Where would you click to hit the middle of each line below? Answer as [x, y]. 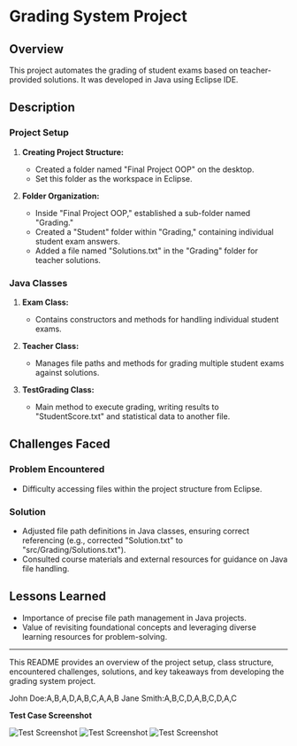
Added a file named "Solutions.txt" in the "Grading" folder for [147, 251]
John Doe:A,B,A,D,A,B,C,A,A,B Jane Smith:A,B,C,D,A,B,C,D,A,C [123, 698]
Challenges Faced [60, 444]
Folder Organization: [61, 196]
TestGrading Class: [58, 389]
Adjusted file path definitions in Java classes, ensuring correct [136, 531]
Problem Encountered [57, 470]
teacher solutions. [68, 260]
